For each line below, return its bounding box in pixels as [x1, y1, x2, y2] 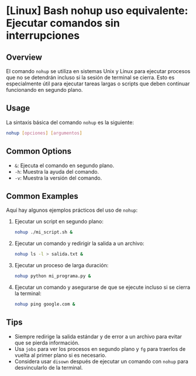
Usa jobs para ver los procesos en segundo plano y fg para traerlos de [14, 345, 186, 352]
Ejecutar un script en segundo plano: [14, 218, 104, 225]
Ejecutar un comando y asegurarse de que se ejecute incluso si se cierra [14, 284, 190, 291]
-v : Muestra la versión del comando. [14, 174, 102, 181]
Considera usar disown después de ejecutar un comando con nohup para [14, 358, 188, 365]
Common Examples [6, 191, 79, 201]
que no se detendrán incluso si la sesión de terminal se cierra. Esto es [6, 74, 175, 81]
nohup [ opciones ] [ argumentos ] [6, 130, 82, 136]
